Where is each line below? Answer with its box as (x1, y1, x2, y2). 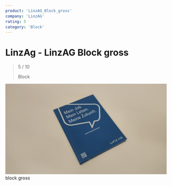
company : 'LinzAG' (5, 13, 45, 19)
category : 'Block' (5, 24, 45, 30)
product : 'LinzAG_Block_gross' (5, 8, 72, 13)
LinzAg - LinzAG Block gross (5, 47, 129, 59)
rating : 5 (5, 19, 27, 24)
